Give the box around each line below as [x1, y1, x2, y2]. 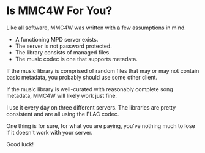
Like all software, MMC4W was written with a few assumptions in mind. [6, 24, 187, 31]
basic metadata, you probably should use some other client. [6, 73, 158, 81]
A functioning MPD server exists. [15, 35, 99, 43]
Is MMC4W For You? [6, 4, 113, 18]
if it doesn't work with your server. [6, 129, 93, 136]
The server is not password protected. [15, 42, 112, 50]
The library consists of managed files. [15, 48, 111, 56]
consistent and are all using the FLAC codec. [6, 110, 119, 118]
